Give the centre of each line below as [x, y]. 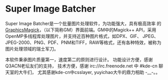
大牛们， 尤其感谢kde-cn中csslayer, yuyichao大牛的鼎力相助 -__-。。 [89, 72]
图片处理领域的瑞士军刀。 [32, 49]
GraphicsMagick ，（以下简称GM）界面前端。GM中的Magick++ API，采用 [81, 30]
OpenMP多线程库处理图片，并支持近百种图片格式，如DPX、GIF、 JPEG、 [82, 36]
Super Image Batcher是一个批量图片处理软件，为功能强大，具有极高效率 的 [83, 23]
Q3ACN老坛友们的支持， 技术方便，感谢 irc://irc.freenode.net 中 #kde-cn [81, 66]
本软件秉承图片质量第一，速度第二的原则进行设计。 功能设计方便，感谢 [79, 59]
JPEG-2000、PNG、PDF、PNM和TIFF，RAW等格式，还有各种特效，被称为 [83, 42]
